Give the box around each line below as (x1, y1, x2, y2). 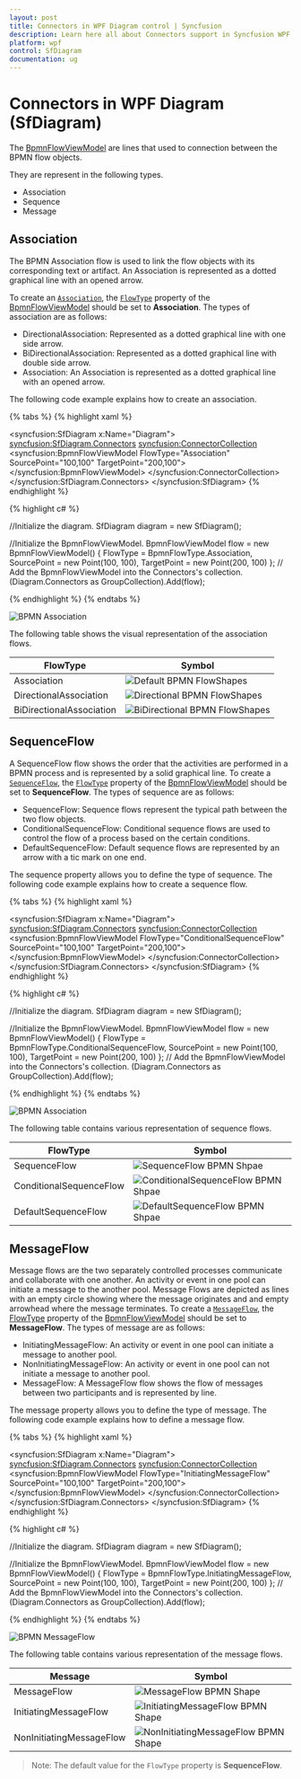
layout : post (9, 13, 58, 22)
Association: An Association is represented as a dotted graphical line (21, 366, 276, 377)
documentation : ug (9, 55, 78, 64)
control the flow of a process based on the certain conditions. (21, 832, 251, 843)
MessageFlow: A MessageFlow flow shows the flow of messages (21, 1378, 263, 1388)
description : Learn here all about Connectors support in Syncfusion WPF (9, 30, 291, 39)
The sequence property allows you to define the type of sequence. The (9, 868, 273, 880)
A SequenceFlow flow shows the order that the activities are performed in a (9, 758, 288, 769)
